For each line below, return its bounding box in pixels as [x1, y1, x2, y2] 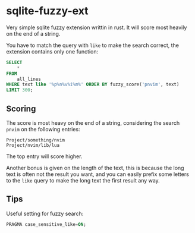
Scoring [6, 103, 36, 114]
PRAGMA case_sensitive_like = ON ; [6, 221, 86, 227]
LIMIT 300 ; [6, 87, 33, 93]
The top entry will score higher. [6, 153, 83, 160]
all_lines [17, 76, 42, 82]
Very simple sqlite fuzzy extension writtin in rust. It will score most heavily [6, 24, 187, 31]
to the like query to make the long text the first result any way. [6, 177, 161, 184]
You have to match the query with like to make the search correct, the [6, 42, 180, 49]
